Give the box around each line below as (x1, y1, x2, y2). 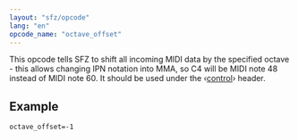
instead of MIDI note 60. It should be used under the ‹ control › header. (9, 73, 266, 84)
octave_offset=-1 (9, 122, 74, 132)
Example (9, 99, 59, 114)
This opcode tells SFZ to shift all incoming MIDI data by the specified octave (9, 54, 290, 65)
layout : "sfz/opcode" (9, 12, 90, 22)
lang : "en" (9, 21, 50, 30)
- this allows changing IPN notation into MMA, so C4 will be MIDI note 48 (9, 63, 278, 74)
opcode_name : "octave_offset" (9, 29, 123, 38)
